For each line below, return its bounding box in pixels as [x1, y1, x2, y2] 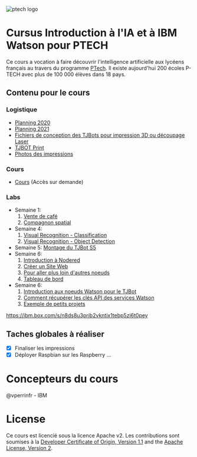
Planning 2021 [14, 125, 50, 132]
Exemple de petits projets [23, 301, 86, 308]
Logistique [6, 106, 37, 114]
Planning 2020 [14, 119, 51, 126]
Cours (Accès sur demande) [14, 178, 84, 185]
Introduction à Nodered [23, 257, 81, 264]
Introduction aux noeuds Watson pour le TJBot [23, 288, 137, 295]
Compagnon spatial [23, 219, 71, 226]
